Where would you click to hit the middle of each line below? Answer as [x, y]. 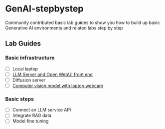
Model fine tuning [30, 121]
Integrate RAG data [32, 115]
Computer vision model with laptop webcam [58, 85]
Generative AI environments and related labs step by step [64, 27]
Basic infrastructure [30, 58]
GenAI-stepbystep [44, 9]
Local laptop [25, 68]
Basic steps [19, 99]
